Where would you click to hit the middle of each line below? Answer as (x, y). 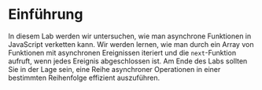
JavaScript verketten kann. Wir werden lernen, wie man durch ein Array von (131, 44)
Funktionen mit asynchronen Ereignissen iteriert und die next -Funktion (122, 52)
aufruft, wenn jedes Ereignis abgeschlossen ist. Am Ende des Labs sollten (128, 61)
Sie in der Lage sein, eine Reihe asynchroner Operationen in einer (114, 69)
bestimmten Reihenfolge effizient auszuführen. (84, 77)
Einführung (46, 14)
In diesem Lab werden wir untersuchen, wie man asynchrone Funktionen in (130, 36)
